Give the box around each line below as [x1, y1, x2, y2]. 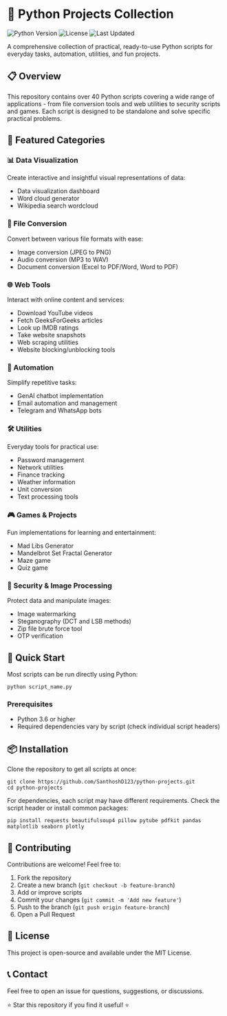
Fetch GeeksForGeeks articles [17, 317, 103, 325]
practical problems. [7, 114, 62, 123]
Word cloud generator [17, 195, 80, 203]
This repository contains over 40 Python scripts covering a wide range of [7, 92, 215, 101]
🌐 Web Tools [7, 279, 51, 289]
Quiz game [17, 564, 48, 572]
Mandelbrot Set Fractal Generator [17, 548, 112, 557]
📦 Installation [7, 743, 69, 755]
